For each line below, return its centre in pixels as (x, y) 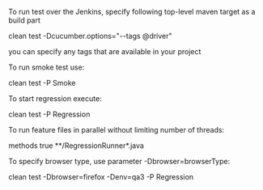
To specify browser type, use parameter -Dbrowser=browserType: (119, 161)
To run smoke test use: (47, 67)
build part (24, 20)
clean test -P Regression (49, 114)
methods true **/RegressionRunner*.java (76, 146)
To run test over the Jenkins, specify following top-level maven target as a (132, 12)
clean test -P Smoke (42, 83)
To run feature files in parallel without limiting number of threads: (117, 130)
